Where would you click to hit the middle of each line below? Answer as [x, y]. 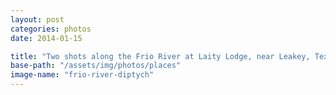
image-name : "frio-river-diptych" [82, 75]
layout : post [37, 19]
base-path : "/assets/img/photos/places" [96, 66]
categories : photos [51, 29]
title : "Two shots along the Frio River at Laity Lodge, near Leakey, [160, 56]
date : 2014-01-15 [46, 38]
